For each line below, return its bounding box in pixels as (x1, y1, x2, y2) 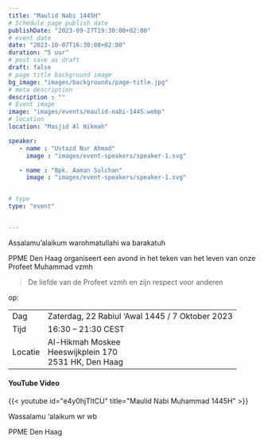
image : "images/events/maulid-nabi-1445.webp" (8, 108, 165, 116)
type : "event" (8, 202, 56, 211)
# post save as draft (8, 56, 80, 64)
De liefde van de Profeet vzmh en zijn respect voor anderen (27, 277, 223, 286)
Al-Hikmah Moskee (47, 336, 121, 347)
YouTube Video (8, 379, 60, 388)
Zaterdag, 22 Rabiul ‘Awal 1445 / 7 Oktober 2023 (47, 310, 233, 321)
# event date (8, 33, 52, 42)
